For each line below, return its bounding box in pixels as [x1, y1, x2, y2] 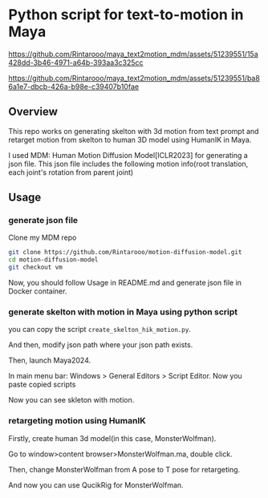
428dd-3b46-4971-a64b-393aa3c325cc [8, 58, 144, 67]
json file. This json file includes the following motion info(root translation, [8, 159, 249, 168]
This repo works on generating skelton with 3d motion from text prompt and [8, 126, 259, 136]
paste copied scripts [8, 379, 76, 390]
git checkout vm [8, 263, 63, 272]
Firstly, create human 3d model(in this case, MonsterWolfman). [8, 433, 217, 443]
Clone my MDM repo [8, 233, 77, 242]
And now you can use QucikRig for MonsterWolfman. [8, 480, 184, 490]
